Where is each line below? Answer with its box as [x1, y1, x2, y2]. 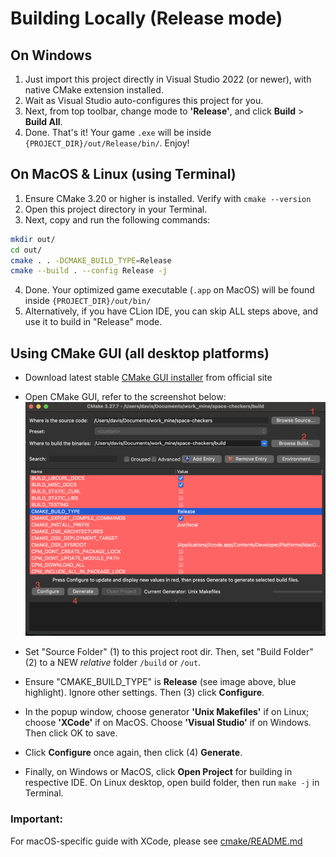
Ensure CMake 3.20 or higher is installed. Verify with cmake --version [24, 192, 312, 204]
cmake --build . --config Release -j [10, 266, 168, 276]
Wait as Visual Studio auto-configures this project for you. [24, 95, 264, 106]
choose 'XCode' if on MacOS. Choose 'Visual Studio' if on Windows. [24, 717, 312, 729]
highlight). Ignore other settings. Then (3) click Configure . [24, 687, 265, 699]
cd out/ [10, 245, 43, 255]
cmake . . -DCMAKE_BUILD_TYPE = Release [10, 255, 172, 266]
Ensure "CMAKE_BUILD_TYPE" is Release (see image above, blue [24, 676, 297, 688]
